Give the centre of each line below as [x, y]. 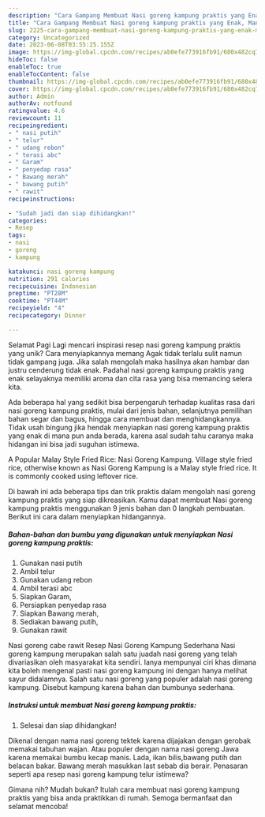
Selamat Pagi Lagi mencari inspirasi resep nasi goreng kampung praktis [125, 345]
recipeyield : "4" [37, 309]
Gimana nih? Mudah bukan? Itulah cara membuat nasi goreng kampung [124, 789]
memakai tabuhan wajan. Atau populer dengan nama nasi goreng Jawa [123, 749]
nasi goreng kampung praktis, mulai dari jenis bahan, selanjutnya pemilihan [130, 410]
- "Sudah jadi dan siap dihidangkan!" [72, 213]
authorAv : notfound [40, 103]
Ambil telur [37, 571]
